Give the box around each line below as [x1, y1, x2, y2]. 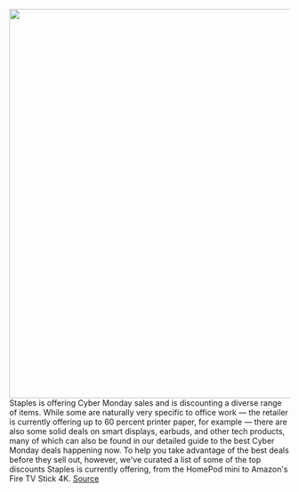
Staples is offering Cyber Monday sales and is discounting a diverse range [9, 398, 282, 408]
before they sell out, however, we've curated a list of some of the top [9, 455, 262, 464]
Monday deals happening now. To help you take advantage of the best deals [9, 445, 289, 456]
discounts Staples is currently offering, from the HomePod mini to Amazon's [9, 464, 288, 474]
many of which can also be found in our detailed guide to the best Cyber [9, 436, 275, 446]
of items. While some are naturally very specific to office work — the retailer [9, 407, 289, 417]
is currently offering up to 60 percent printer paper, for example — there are [9, 416, 287, 427]
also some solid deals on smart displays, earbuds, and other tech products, [9, 426, 286, 436]
